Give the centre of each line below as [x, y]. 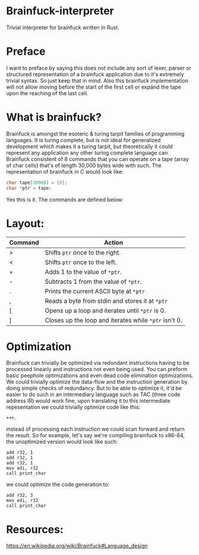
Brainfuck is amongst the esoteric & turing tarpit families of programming [95, 134]
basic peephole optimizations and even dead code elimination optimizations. [100, 375]
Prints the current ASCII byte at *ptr [95, 291]
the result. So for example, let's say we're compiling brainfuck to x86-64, [96, 435]
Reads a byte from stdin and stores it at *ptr [106, 300]
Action [113, 242]
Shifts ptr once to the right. [83, 252]
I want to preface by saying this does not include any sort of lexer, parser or [99, 68]
